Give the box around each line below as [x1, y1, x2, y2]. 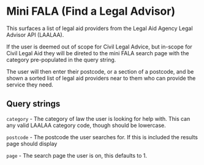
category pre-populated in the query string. [6, 56, 116, 63]
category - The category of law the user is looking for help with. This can [6, 115, 191, 122]
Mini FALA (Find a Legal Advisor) [6, 4, 176, 18]
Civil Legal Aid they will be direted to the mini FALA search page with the [6, 49, 189, 56]
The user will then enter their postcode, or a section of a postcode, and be [6, 67, 194, 75]
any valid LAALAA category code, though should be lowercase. [6, 121, 167, 129]
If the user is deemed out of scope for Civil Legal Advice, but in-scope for [6, 43, 193, 50]
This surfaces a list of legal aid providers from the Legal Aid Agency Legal [6, 25, 193, 32]
